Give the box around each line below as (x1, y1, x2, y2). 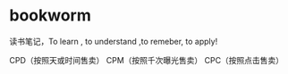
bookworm (9, 5, 91, 26)
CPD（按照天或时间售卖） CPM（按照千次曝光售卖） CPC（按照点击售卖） (9, 54, 284, 65)
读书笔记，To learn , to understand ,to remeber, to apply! (9, 36, 218, 46)
